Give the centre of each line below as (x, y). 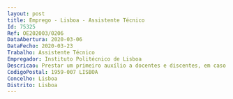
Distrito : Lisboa (32, 85)
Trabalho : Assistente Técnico (51, 53)
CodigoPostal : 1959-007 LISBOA (53, 72)
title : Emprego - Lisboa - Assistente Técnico (76, 20)
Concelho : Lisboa (32, 78)
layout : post (26, 14)
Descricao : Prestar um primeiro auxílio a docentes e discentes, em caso (117, 66)
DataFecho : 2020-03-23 (40, 46)
